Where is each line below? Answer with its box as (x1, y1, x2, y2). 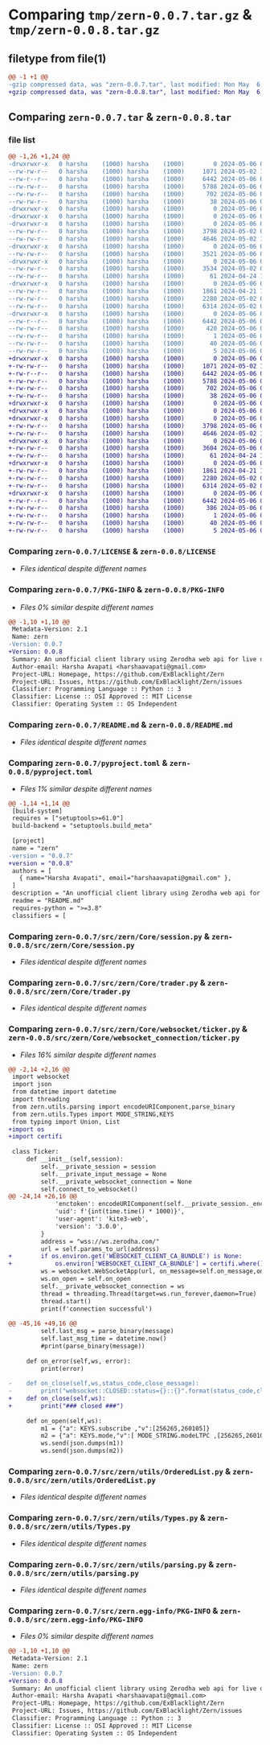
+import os (8, 1125, 45, 1134)
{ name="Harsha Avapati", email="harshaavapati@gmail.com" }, (18, 875, 231, 883)
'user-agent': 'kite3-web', (55, 1215, 149, 1224)
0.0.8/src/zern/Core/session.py (8, 940, 135, 950)
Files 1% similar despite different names (19, 784, 153, 793)
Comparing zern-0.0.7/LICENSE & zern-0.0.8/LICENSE (8, 545, 216, 557)
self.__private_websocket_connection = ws (40, 1282, 185, 1290)
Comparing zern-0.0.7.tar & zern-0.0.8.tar (8, 110, 231, 124)
